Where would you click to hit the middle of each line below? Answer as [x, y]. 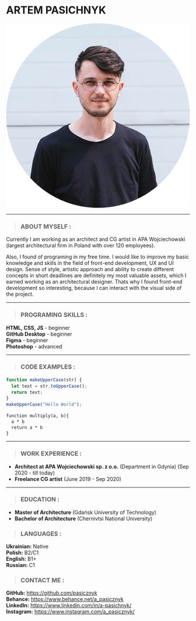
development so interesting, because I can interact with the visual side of [94, 288]
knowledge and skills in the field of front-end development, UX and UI [90, 263]
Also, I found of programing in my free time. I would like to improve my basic [98, 257]
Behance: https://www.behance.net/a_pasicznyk [65, 599]
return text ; [27, 392]
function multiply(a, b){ [37, 416]
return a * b [27, 428]
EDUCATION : [40, 500]
